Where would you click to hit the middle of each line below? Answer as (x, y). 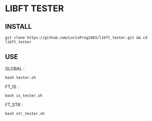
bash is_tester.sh (24, 96)
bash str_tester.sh (25, 113)
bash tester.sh (21, 78)
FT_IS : (12, 86)
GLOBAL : (15, 68)
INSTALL (19, 27)
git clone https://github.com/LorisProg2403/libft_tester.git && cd (76, 38)
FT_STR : (14, 104)
